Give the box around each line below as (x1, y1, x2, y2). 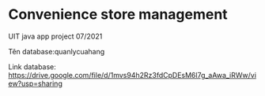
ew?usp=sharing (8, 79, 63, 88)
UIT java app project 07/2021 (8, 31, 103, 41)
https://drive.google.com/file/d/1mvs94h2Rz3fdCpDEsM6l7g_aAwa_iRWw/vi (8, 70, 257, 79)
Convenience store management (8, 6, 228, 24)
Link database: (8, 61, 57, 72)
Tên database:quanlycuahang (8, 46, 105, 56)
